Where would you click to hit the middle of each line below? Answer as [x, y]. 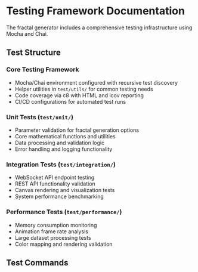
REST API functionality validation [55, 184]
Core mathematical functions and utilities [65, 136]
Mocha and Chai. [27, 33]
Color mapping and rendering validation [64, 244]
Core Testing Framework [43, 70]
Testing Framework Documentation [95, 11]
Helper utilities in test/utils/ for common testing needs [84, 89]
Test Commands [37, 263]
